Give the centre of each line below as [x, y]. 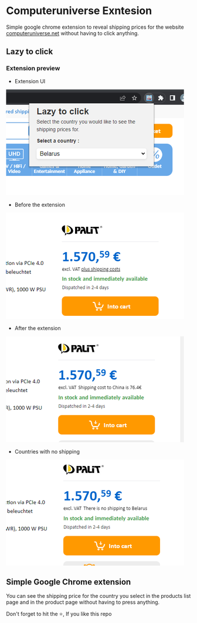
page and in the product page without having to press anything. [83, 602]
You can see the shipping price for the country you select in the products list [98, 596]
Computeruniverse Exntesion [79, 11]
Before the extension [40, 205]
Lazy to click [30, 52]
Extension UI [30, 81]
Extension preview [33, 69]
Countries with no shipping [47, 451]
